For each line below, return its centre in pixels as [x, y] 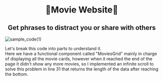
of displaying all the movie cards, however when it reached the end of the [79, 59]
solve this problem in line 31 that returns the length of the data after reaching [82, 69]
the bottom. [17, 74]
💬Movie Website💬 [82, 10]
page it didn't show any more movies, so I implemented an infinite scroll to [80, 64]
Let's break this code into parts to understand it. [53, 48]
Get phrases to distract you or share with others [82, 28]
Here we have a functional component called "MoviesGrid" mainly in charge [81, 54]
